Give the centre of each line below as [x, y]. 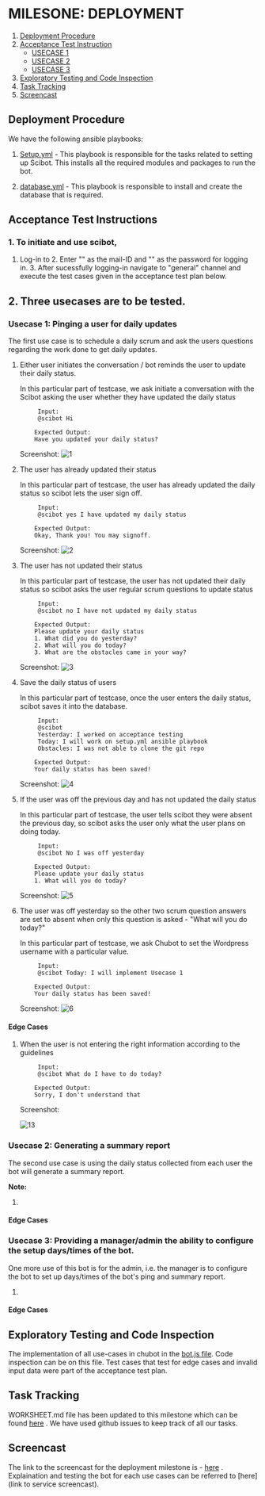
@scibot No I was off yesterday [91, 853]
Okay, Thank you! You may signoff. [93, 536]
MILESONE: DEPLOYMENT [96, 14]
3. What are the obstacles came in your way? [111, 652]
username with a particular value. [74, 951]
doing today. [40, 832]
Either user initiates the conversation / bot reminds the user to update [133, 365]
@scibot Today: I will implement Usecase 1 [110, 973]
